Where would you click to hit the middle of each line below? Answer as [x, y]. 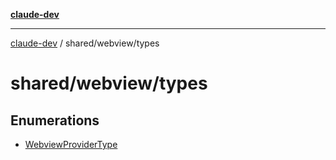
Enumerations [55, 120]
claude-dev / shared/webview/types [85, 43]
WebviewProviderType [71, 144]
